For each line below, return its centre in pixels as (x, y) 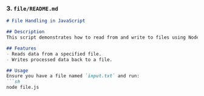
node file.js (23, 88)
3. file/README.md (32, 8)
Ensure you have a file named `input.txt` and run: (73, 76)
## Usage (17, 71)
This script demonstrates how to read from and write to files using (96, 37)
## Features (21, 48)
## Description (25, 32)
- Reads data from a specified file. (54, 54)
